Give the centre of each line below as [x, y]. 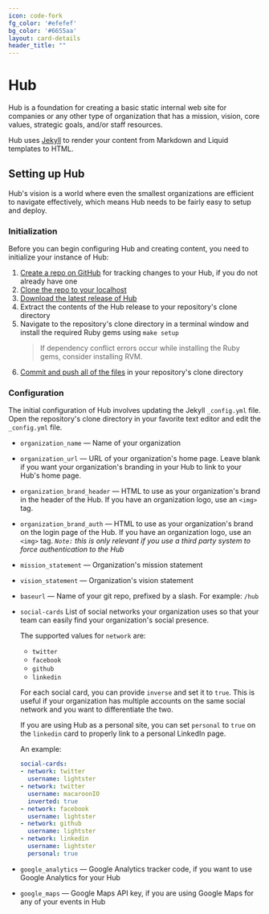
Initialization [33, 231]
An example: [41, 749]
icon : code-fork [35, 16]
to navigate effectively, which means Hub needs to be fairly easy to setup [130, 202]
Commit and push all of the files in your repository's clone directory [131, 372]
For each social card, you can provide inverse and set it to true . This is [137, 692]
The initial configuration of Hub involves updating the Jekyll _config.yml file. [134, 410]
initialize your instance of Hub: [59, 257]
